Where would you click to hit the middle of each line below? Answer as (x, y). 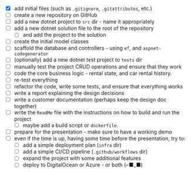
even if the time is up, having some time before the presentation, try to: (100, 139)
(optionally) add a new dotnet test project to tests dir (78, 60)
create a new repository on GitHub (56, 15)
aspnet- (152, 49)
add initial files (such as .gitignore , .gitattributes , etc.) (83, 8)
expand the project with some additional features (82, 158)
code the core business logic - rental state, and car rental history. (93, 73)
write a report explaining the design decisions (69, 93)
